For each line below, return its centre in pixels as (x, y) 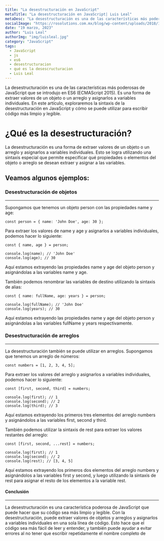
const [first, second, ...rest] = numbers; (50, 444)
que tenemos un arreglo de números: (42, 356)
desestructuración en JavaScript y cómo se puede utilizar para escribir (76, 108)
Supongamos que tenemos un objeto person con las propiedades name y (79, 207)
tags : (10, 46)
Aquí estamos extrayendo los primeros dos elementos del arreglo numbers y (82, 470)
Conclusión (17, 492)
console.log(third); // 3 (31, 406)
